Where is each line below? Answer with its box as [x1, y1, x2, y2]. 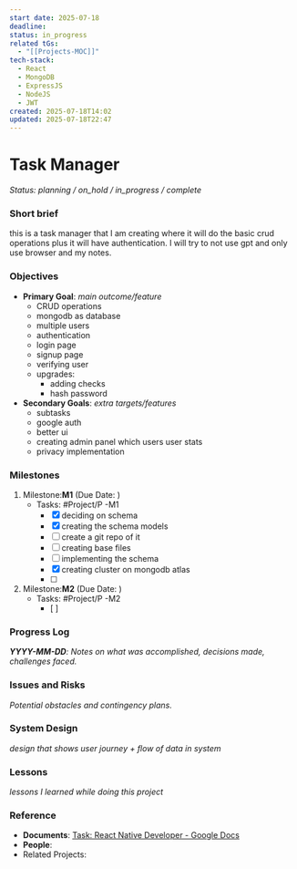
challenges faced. [9, 656, 77, 667]
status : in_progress [9, 30, 88, 39]
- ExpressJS [17, 81, 64, 90]
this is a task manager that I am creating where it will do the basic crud [9, 228, 275, 239]
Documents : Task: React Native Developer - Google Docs [22, 830, 240, 841]
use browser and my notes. [9, 247, 112, 258]
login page [36, 339, 77, 350]
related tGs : [9, 38, 59, 48]
